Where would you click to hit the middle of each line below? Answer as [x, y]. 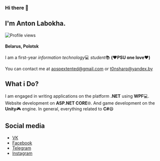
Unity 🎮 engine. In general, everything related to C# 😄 [59, 108]
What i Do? [22, 84]
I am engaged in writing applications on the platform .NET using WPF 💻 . [77, 96]
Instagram [22, 153]
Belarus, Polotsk [22, 46]
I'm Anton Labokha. [35, 24]
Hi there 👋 [17, 8]
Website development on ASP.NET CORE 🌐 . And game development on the [80, 103]
